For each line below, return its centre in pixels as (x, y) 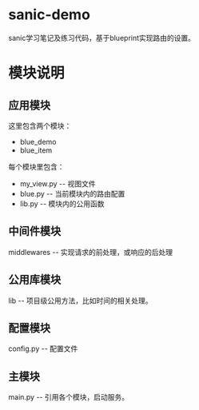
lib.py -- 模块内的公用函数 (62, 203)
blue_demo (38, 141)
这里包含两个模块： (40, 125)
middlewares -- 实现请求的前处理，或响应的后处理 (91, 252)
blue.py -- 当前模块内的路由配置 (72, 193)
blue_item (36, 150)
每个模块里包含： (36, 166)
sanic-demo (49, 15)
